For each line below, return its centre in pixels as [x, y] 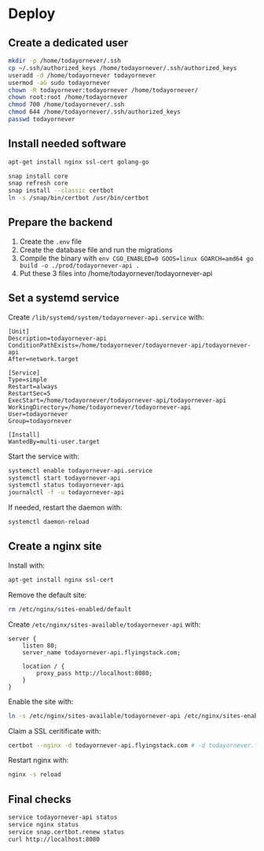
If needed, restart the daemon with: [66, 507]
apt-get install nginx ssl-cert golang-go [79, 162]
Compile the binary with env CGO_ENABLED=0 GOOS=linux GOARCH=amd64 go [136, 258]
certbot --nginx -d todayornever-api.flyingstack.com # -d [107, 745]
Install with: [27, 565]
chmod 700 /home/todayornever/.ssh [66, 105]
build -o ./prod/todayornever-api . [79, 265]
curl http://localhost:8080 [54, 839]
